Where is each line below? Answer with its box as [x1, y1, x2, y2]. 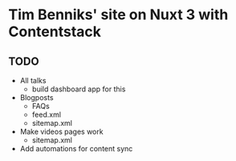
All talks [19, 76, 47, 85]
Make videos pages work [19, 127, 104, 136]
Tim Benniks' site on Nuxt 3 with [8, 6, 229, 24]
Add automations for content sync [19, 144, 133, 153]
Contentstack [8, 22, 102, 41]
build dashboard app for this [31, 84, 126, 94]
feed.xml [31, 110, 62, 119]
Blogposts [19, 93, 54, 102]
